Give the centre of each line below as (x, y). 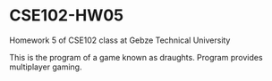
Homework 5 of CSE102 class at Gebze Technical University (120, 40)
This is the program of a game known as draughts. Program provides (136, 57)
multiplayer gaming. (46, 67)
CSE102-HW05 (67, 16)
